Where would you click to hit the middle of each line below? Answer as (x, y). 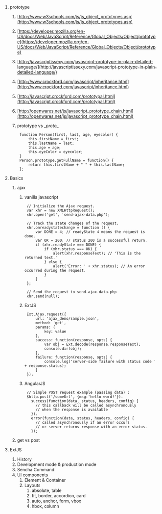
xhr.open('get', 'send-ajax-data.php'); (68, 215)
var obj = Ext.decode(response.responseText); (92, 344)
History (24, 459)
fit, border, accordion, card (58, 496)
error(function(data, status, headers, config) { (83, 418)
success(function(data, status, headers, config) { (85, 401)
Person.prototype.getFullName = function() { (67, 160)
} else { (53, 262)
